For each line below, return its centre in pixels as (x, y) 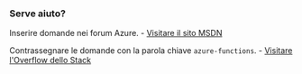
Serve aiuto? (37, 14)
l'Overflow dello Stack (50, 60)
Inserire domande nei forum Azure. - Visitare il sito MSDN (116, 33)
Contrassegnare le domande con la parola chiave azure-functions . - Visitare (151, 51)
